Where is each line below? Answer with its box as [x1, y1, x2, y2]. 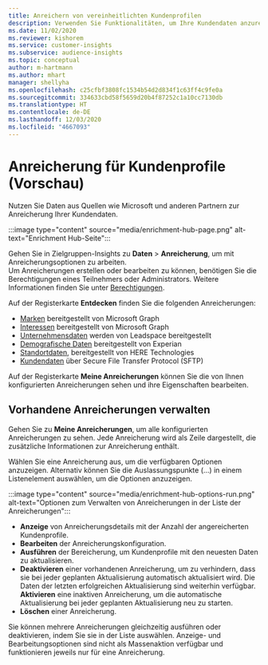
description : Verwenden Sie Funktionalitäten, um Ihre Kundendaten [8, 19, 238, 27]
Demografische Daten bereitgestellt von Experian [19, 338, 182, 348]
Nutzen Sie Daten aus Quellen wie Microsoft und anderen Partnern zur [8, 200, 240, 210]
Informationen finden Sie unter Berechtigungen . [8, 283, 165, 292]
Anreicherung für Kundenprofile [8, 157, 226, 176]
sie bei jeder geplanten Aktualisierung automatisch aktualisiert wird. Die [19, 572, 255, 582]
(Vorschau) [8, 174, 85, 192]
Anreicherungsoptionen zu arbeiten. [8, 257, 128, 267]
